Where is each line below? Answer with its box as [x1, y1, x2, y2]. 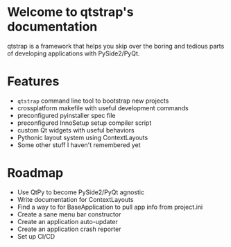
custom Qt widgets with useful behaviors [17, 126, 135, 134]
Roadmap [7, 165, 64, 181]
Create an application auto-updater [17, 217, 118, 225]
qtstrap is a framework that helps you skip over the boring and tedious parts [7, 42, 225, 50]
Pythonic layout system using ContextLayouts [17, 133, 148, 142]
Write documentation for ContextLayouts [17, 195, 134, 203]
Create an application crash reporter [17, 225, 121, 233]
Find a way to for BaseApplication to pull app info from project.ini [17, 203, 203, 211]
